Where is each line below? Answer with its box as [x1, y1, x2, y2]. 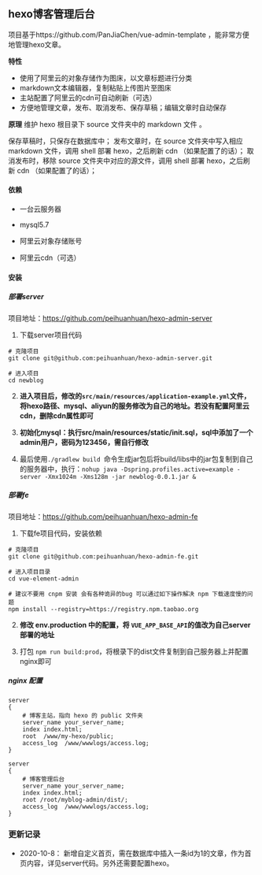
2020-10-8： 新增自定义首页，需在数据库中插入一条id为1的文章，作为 [19, 848, 245, 858]
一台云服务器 [19, 204, 61, 214]
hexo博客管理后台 [8, 7, 95, 21]
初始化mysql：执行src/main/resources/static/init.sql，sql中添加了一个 [19, 428, 253, 437]
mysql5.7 [19, 220, 50, 230]
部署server [8, 292, 45, 302]
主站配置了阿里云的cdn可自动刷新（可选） [19, 93, 157, 102]
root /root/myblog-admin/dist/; [22, 795, 128, 803]
